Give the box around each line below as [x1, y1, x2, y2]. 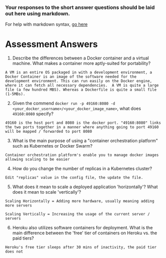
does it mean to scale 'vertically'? [12, 189, 81, 195]
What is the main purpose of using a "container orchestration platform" [12, 138, 158, 144]
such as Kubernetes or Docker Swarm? [12, 143, 93, 149]
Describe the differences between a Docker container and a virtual [12, 55, 149, 61]
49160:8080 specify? [12, 111, 54, 117]
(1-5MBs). [5, 92, 26, 97]
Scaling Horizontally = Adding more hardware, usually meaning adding [5, 199, 155, 204]
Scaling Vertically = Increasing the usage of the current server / [5, 212, 150, 217]
